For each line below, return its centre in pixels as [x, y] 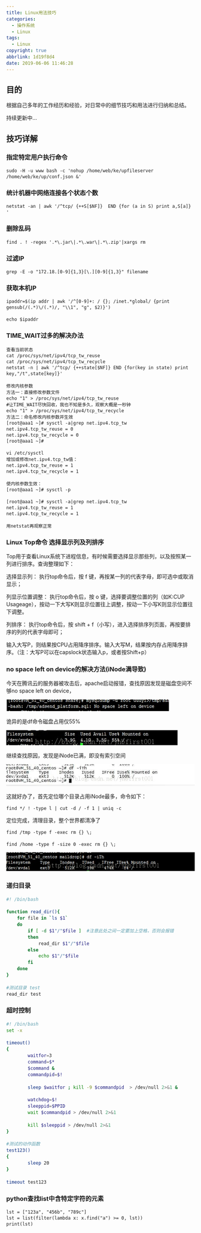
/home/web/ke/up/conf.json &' [44, 177]
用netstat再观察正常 [29, 526]
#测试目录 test [23, 988]
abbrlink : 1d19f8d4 [31, 57]
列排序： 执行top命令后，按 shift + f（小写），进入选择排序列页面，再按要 [96, 624]
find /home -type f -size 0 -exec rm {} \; [61, 844]
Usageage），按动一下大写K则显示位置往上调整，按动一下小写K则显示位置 [97, 604]
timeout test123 [26, 1182]
